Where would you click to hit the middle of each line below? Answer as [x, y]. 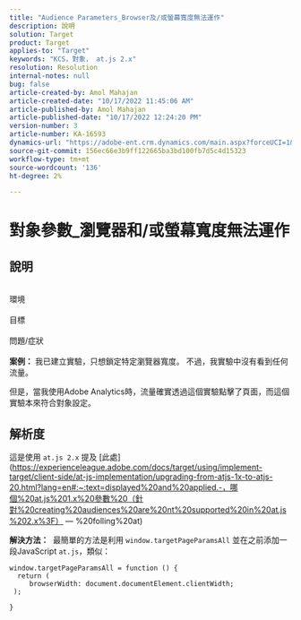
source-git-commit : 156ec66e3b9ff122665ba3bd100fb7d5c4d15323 [128, 151]
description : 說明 [42, 26]
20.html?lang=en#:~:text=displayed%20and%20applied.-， [120, 487]
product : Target [39, 43]
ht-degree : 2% [36, 176]
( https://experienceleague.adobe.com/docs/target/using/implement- [136, 468]
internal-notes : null [50, 76]
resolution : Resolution [54, 68]
